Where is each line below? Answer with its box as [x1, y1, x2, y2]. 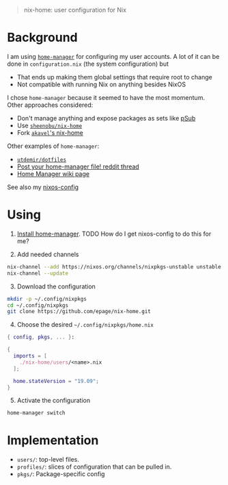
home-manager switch [7, 410, 66, 416]
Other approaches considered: [7, 101, 94, 109]
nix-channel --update [7, 270, 69, 277]
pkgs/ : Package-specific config [16, 470, 105, 478]
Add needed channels [16, 250, 80, 258]
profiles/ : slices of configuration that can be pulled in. [16, 462, 172, 471]
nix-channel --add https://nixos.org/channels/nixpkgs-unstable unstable [7, 263, 222, 270]
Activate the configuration [16, 397, 91, 405]
